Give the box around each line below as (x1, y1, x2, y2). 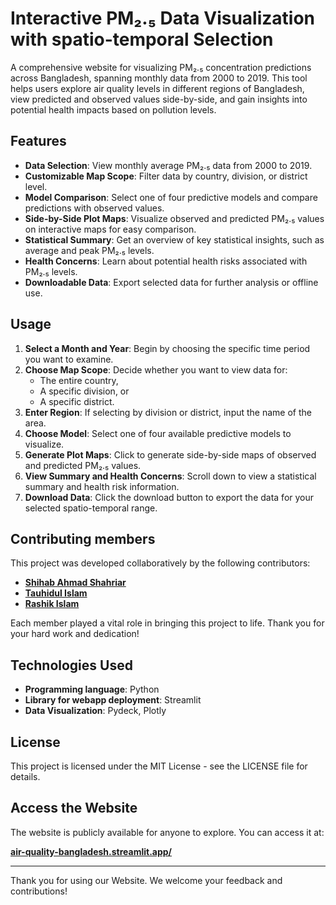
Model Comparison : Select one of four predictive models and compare (24, 191, 318, 203)
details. (10, 771, 41, 782)
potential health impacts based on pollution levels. (10, 103, 217, 116)
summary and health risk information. (24, 480, 180, 492)
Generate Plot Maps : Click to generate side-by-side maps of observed (24, 448, 317, 461)
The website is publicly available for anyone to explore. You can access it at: (10, 826, 325, 838)
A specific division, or (39, 385, 130, 397)
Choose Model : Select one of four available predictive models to (24, 427, 292, 439)
